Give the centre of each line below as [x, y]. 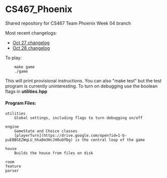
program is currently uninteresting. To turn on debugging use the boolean [81, 86]
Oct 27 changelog [31, 42]
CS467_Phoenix [39, 9]
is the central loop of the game [110, 140]
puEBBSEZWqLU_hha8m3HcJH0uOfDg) [39, 140]
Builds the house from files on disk [54, 153]
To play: [13, 58]
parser [12, 171]
